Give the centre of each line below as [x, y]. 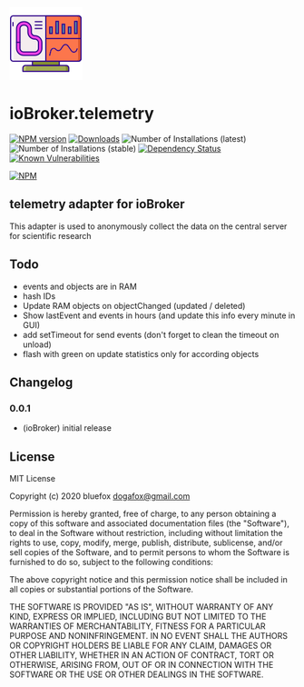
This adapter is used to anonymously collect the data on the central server [148, 226]
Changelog [41, 382]
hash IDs [39, 296]
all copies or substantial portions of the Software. [101, 590]
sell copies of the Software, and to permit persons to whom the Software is [150, 553]
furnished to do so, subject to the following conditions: [111, 563]
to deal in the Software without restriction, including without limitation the [146, 533]
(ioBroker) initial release [67, 428]
